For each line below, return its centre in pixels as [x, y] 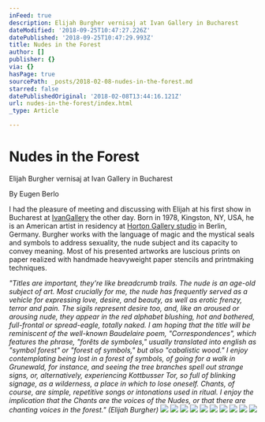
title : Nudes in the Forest [55, 45]
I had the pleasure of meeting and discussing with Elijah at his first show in [130, 209]
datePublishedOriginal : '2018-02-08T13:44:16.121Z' [95, 96]
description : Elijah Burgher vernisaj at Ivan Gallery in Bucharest [124, 23]
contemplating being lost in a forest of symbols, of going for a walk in [122, 358]
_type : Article [34, 111]
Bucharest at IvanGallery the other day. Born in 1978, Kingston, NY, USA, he [132, 217]
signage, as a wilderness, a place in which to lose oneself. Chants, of [122, 383]
